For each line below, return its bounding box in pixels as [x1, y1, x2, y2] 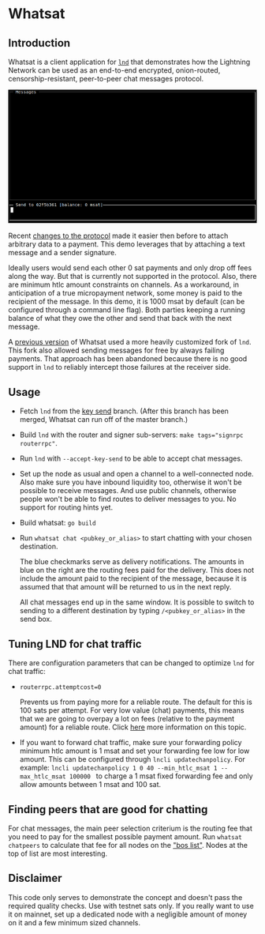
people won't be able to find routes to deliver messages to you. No [19, 495, 237, 504]
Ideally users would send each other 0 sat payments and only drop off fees [8, 263, 252, 273]
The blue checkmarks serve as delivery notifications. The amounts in [19, 557, 244, 567]
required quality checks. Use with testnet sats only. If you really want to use [8, 901, 254, 910]
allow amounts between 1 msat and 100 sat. [19, 780, 162, 789]
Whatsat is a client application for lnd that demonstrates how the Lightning [8, 57, 251, 66]
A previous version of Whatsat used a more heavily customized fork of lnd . [8, 337, 252, 347]
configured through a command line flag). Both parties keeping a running [8, 305, 246, 314]
